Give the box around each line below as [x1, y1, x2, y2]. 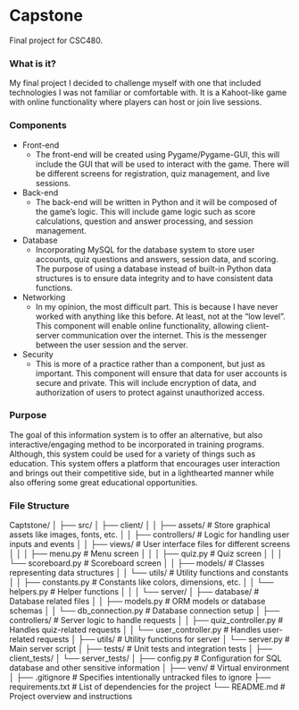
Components [9, 119, 67, 132]
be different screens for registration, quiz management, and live [35, 167, 270, 179]
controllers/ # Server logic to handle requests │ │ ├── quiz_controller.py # [9, 615, 284, 626]
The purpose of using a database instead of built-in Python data [35, 263, 272, 274]
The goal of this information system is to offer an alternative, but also [9, 429, 263, 440]
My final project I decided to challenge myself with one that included [9, 78, 262, 89]
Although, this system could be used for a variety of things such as [9, 449, 256, 459]
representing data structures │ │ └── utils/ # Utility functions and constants [9, 568, 289, 578]
